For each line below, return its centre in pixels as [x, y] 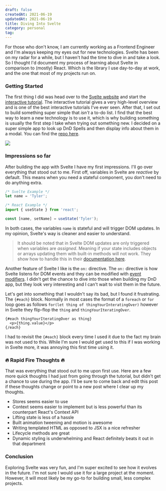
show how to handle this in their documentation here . [72, 259]
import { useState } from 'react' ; [42, 210]
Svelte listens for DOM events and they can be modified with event [73, 274]
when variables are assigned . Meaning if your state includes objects [87, 248]
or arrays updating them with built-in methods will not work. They [84, 253]
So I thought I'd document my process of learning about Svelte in [72, 63]
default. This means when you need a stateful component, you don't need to [83, 177]
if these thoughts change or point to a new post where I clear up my [74, 387]
